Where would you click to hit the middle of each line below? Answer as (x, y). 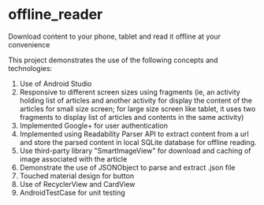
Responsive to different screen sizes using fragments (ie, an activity (130, 91)
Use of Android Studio (56, 84)
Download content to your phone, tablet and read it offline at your (114, 36)
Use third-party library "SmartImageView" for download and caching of (135, 151)
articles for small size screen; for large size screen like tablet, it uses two (138, 109)
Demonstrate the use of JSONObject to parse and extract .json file (127, 167)
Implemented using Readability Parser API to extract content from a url (134, 134)
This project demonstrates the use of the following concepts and (113, 60)
